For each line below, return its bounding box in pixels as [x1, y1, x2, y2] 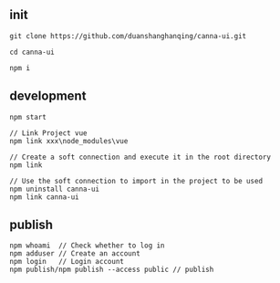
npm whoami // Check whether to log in [9, 241, 166, 250]
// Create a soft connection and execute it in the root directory [9, 152, 272, 162]
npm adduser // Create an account [9, 249, 141, 258]
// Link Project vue [9, 128, 88, 138]
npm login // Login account [9, 257, 125, 267]
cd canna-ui [9, 47, 55, 57]
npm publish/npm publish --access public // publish [9, 265, 214, 275]
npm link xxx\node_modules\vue [9, 136, 129, 145]
